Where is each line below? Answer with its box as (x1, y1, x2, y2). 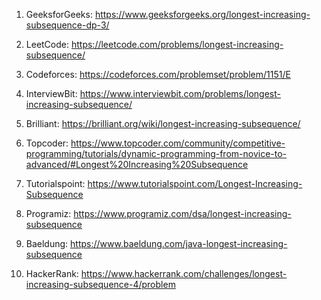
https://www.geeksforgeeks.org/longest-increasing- (94, 9, 311, 20)
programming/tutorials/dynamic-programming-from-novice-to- (25, 148, 288, 159)
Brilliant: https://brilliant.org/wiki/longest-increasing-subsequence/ (25, 118, 301, 129)
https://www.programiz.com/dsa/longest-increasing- (73, 208, 292, 219)
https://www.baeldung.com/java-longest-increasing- (70, 238, 288, 249)
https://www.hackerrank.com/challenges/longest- (80, 268, 288, 279)
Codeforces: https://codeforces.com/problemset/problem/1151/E (25, 69, 291, 80)
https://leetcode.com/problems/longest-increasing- (70, 39, 284, 50)
